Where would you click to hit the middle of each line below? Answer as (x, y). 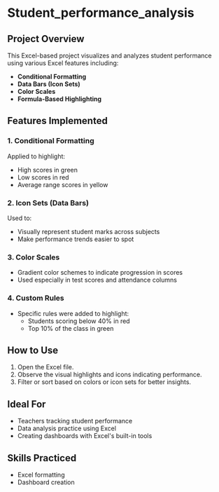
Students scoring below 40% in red (79, 321)
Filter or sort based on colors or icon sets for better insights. (104, 382)
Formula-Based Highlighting (59, 99)
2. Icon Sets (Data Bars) (48, 203)
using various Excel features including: (63, 63)
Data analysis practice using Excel (67, 428)
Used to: (20, 218)
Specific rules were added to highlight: (73, 313)
